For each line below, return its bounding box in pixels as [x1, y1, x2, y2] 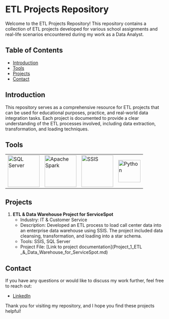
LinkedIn [12, 293, 31, 299]
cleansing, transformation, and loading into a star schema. [20, 233, 142, 239]
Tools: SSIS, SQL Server [20, 238, 71, 245]
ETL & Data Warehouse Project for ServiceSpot [12, 211, 114, 218]
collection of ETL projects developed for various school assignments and [5, 25, 158, 32]
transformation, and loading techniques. [5, 126, 89, 132]
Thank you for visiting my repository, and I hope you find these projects [5, 303, 155, 309]
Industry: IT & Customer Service [20, 217, 87, 223]
